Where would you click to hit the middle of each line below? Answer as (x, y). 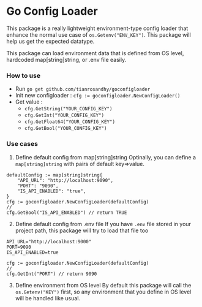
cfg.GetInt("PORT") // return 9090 (52, 274)
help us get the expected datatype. (50, 41)
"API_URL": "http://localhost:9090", (65, 180)
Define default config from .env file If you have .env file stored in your (103, 224)
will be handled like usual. (48, 298)
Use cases (22, 144)
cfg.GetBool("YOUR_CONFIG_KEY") (65, 129)
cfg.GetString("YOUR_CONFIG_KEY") (68, 109)
